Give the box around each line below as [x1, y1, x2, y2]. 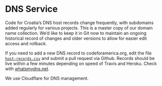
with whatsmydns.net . [5, 65, 50, 72]
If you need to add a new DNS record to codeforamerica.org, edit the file [5, 50, 152, 56]
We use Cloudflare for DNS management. [5, 75, 89, 81]
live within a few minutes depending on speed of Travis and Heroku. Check [5, 60, 157, 66]
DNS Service [5, 3, 58, 15]
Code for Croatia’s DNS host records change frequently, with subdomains [5, 20, 154, 26]
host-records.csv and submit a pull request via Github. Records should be [5, 55, 155, 61]
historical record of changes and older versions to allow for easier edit [5, 35, 147, 41]
